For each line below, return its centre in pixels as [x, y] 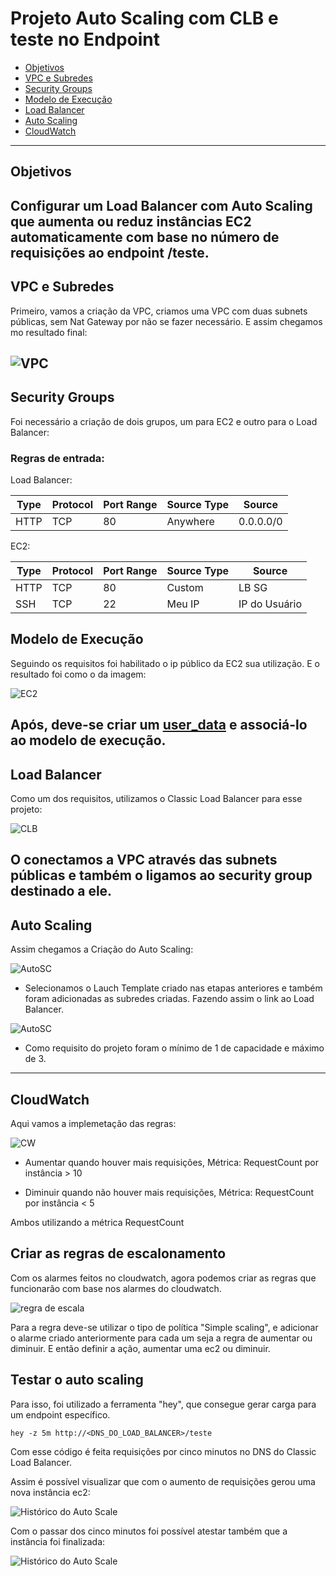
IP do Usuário [270, 604]
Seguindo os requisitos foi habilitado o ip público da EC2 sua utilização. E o [165, 663]
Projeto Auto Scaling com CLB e [144, 18]
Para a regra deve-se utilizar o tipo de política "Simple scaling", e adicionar [164, 1327]
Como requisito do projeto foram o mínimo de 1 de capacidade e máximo [174, 1048]
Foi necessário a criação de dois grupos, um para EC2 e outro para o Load [164, 421]
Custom [185, 588]
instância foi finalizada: [58, 1541]
